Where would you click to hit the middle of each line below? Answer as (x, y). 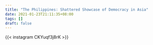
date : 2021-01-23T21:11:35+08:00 (39, 14)
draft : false (18, 23)
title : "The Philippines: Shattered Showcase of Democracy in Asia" (77, 10)
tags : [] (14, 19)
